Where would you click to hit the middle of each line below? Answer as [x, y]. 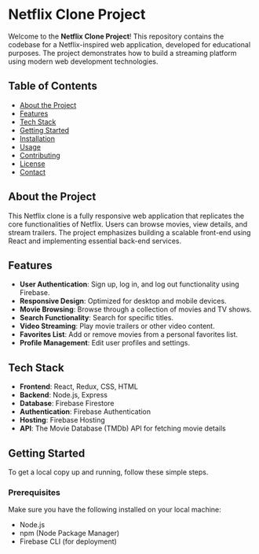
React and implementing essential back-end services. [95, 241]
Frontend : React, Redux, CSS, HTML [79, 386]
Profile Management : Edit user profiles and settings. [105, 343]
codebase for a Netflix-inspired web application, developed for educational [129, 44]
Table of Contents [53, 86]
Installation [37, 138]
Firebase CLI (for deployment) [68, 541]
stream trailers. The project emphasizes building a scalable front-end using [129, 232]
